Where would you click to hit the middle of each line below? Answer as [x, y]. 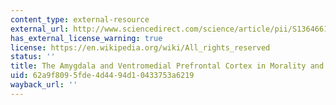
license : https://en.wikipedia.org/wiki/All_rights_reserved [140, 47]
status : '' [33, 57]
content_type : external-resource [80, 19]
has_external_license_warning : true [86, 38]
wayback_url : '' [44, 85]
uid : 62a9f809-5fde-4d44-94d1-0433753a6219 [102, 76]
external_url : [40, 29]
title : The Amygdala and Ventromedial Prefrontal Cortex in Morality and [167, 66]
